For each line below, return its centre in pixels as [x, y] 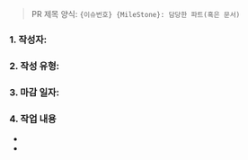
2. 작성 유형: [35, 66]
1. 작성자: [28, 40]
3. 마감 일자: [35, 92]
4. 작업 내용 [33, 119]
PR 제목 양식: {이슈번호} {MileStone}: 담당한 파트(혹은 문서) [136, 14]
